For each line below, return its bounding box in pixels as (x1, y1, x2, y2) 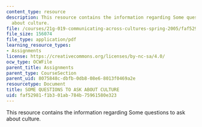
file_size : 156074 (6, 31, 52, 37)
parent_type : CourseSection (6, 70, 77, 76)
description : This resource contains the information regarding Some (6, 14, 185, 20)
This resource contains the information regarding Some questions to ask (6, 108, 185, 116)
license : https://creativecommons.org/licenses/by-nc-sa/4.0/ (6, 53, 165, 59)
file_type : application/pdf (6, 37, 77, 43)
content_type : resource (6, 8, 66, 15)
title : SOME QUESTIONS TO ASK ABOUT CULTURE (6, 87, 120, 93)
